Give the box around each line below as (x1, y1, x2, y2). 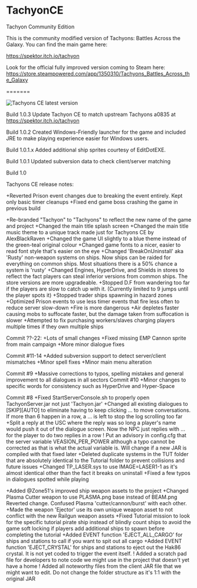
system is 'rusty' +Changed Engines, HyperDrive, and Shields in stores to (6, 266, 185, 273)
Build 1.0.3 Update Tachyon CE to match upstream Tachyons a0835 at (6, 111, 176, 118)
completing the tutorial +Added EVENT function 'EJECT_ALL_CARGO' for (6, 531, 183, 538)
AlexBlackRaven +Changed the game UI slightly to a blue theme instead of (6, 235, 187, 242)
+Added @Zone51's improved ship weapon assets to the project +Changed (6, 487, 189, 494)
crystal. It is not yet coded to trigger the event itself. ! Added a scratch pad (6, 550, 187, 557)
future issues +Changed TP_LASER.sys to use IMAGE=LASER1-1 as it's (6, 463, 178, 470)
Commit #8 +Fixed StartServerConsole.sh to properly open (6, 394, 150, 401)
